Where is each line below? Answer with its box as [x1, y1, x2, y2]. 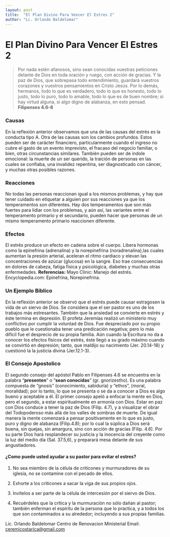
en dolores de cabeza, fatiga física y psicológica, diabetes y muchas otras [5, 264, 160, 270]
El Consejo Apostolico [5, 360, 61, 367]
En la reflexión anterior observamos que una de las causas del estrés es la [5, 128, 161, 135]
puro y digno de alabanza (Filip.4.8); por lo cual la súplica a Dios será [5, 420, 150, 427]
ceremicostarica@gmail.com [5, 526, 65, 532]
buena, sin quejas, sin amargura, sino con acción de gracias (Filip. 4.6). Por [5, 426, 163, 432]
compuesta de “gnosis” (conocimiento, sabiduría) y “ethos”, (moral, [5, 382, 146, 388]
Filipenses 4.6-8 [17, 104, 53, 110]
